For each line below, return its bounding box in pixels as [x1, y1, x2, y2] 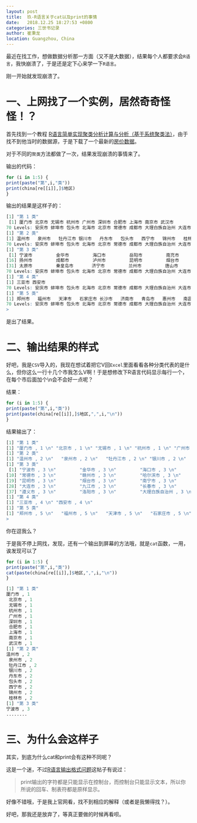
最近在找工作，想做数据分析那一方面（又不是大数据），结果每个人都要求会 [6, 53, 184, 59]
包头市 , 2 [8, 679, 33, 684]
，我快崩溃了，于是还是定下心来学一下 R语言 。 [10, 60, 120, 67]
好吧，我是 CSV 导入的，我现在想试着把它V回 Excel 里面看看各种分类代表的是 [6, 362, 185, 369]
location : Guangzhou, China [6, 36, 75, 42]
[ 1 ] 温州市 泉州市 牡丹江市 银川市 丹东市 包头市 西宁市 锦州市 [6, 235, 176, 241]
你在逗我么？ [6, 527, 37, 534]
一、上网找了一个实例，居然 [6, 95, 140, 109]
